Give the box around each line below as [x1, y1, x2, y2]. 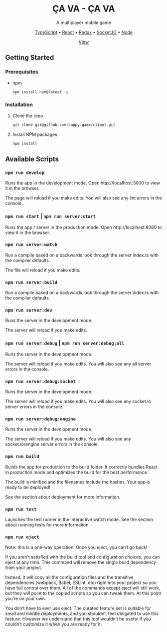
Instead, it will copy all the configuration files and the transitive [5, 574, 134, 580]
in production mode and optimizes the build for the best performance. [5, 469, 149, 475]
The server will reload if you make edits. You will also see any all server [5, 360, 152, 366]
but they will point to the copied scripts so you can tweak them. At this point [5, 590, 161, 596]
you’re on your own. [5, 595, 46, 601]
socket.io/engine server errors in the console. [5, 441, 99, 447]
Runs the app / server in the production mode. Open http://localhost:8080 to [5, 224, 162, 230]
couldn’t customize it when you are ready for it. [5, 621, 102, 627]
